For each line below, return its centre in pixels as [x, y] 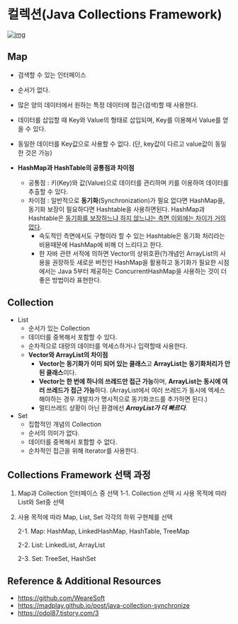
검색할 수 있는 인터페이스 [52, 74]
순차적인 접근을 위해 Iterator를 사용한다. [83, 451]
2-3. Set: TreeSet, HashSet [57, 559]
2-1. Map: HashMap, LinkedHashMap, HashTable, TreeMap [103, 531]
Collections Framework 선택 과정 [79, 475]
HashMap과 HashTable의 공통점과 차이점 [76, 168]
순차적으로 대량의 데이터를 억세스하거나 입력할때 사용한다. [108, 346]
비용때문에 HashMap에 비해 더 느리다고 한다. [101, 244]
